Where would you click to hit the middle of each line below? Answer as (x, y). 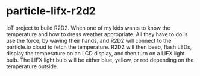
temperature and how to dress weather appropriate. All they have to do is (97, 34)
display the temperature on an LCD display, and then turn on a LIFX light (95, 53)
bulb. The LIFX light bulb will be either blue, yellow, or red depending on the (100, 60)
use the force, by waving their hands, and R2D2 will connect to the (89, 40)
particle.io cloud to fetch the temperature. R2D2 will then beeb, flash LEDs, (99, 47)
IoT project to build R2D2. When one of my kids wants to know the (88, 28)
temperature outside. (32, 66)
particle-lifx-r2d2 (51, 11)
